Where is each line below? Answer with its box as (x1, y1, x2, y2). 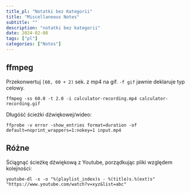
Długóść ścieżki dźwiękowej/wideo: (6, 111, 92, 118)
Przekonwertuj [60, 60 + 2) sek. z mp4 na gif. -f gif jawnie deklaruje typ (6, 78, 185, 85)
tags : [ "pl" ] (6, 36, 38, 41)
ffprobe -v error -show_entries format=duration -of (6, 122, 137, 128)
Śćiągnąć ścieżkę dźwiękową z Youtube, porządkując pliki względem (6, 159, 173, 166)
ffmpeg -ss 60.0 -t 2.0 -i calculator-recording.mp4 (6, 96, 137, 101)
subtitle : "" (6, 19, 38, 25)
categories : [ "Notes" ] (6, 41, 61, 47)
